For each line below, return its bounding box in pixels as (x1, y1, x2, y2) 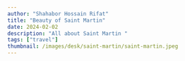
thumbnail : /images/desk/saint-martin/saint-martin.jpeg (7, 43, 179, 50)
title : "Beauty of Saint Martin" (7, 17, 106, 24)
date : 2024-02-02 (7, 23, 59, 30)
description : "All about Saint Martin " (7, 29, 129, 37)
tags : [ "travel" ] (7, 36, 59, 43)
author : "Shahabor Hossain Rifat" (7, 10, 109, 18)
